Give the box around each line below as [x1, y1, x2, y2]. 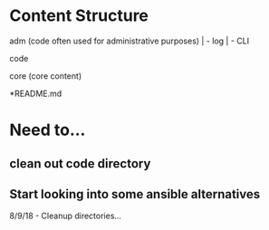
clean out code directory [9, 156, 151, 171]
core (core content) [9, 70, 82, 81]
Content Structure [9, 5, 149, 26]
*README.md [9, 88, 62, 99]
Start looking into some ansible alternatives [9, 187, 261, 202]
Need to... [9, 120, 86, 140]
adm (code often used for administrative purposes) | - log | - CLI [9, 35, 250, 46]
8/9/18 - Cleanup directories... [9, 210, 122, 222]
